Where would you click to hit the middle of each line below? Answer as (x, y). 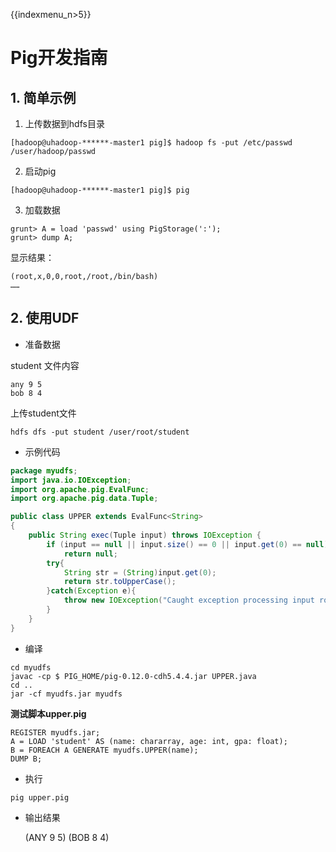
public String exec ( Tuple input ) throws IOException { (145, 535)
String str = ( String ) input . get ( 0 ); (140, 572)
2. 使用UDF (45, 318)
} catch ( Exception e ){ (91, 591)
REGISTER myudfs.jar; (55, 732)
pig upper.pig (40, 797)
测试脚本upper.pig (48, 713)
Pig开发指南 (59, 58)
